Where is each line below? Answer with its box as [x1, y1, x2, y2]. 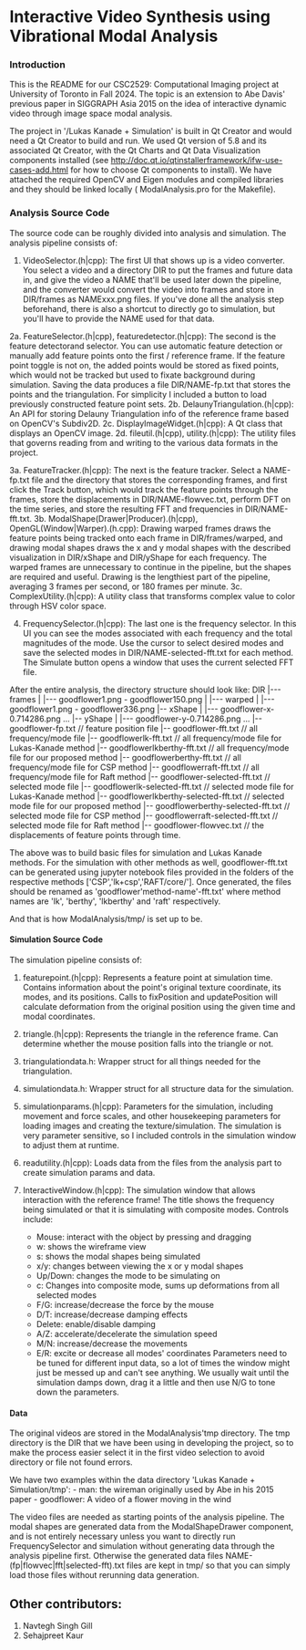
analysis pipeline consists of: [9, 237, 118, 248]
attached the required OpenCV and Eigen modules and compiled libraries [9, 174, 284, 185]
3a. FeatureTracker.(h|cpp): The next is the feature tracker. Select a [9, 464, 262, 475]
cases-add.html [9, 164, 68, 175]
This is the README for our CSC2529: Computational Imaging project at [9, 79, 280, 90]
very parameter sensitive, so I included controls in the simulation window [22, 1129, 297, 1141]
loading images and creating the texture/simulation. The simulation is [22, 1120, 282, 1131]
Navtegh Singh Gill [22, 1621, 93, 1631]
